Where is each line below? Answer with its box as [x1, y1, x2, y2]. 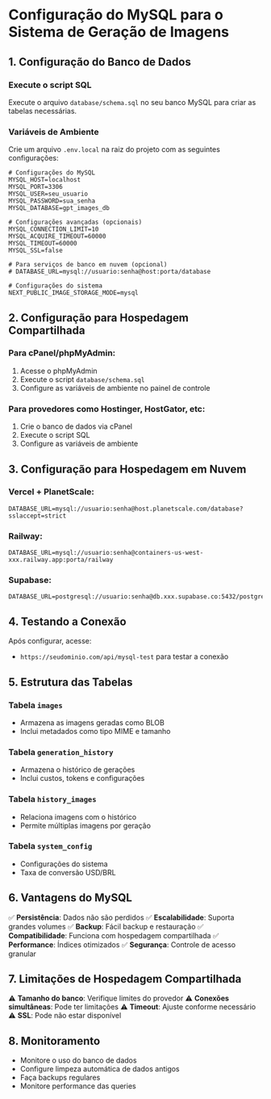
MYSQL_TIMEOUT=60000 [8, 240, 78, 248]
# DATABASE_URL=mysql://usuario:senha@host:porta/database [8, 268, 211, 276]
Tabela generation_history [8, 746, 114, 757]
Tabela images [8, 699, 63, 711]
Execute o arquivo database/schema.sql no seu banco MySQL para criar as [8, 97, 256, 107]
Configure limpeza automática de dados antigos [19, 1064, 180, 1074]
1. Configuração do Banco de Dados [8, 55, 191, 69]
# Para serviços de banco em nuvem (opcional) [8, 261, 168, 269]
